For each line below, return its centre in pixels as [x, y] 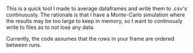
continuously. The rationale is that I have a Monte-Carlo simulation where [96, 15]
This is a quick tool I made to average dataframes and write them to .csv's [96, 9]
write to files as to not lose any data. [50, 27]
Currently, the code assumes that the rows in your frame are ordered [90, 39]
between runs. [24, 45]
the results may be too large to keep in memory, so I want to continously [94, 21]
